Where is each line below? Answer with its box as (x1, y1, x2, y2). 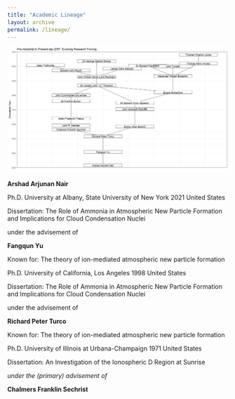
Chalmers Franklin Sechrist (7, 385, 88, 393)
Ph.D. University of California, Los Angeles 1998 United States (7, 269, 187, 277)
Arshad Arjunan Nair (7, 180, 69, 188)
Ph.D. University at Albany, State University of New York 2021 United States (7, 193, 226, 202)
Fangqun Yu (7, 242, 43, 250)
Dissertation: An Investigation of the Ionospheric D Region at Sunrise (7, 358, 206, 367)
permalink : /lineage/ (7, 26, 71, 33)
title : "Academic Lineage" (7, 11, 86, 18)
